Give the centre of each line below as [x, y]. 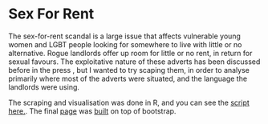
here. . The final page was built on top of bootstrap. [92, 111]
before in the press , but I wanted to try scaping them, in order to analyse [129, 70]
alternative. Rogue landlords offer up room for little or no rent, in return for [130, 53]
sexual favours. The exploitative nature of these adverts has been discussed [134, 62]
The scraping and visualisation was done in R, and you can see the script [129, 102]
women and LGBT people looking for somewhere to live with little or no [125, 44]
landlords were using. [44, 87]
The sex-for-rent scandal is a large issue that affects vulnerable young [124, 36]
